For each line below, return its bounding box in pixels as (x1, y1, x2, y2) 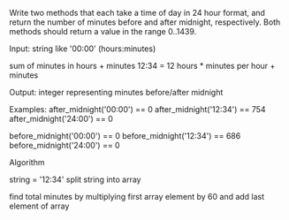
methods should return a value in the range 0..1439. (9, 27, 197, 36)
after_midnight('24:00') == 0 (9, 114, 113, 124)
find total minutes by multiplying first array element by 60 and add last (9, 192, 265, 201)
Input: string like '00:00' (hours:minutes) (9, 43, 156, 54)
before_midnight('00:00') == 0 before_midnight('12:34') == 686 (9, 131, 241, 140)
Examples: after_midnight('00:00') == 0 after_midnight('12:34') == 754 (9, 104, 267, 114)
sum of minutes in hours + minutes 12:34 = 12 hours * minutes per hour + (9, 61, 276, 71)
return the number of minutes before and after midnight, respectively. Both (9, 17, 281, 27)
